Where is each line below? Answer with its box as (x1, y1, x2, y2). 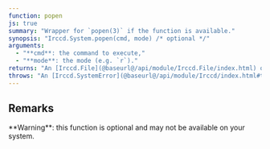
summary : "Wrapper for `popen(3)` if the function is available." (8, 27, 235, 35)
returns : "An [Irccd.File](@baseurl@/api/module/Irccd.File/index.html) (8, 64, 257, 72)
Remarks (8, 101, 55, 115)
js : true (8, 19, 38, 27)
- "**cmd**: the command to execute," (15, 49, 146, 57)
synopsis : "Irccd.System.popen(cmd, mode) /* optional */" (8, 34, 211, 43)
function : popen (8, 11, 63, 20)
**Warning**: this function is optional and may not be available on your (8, 122, 245, 133)
